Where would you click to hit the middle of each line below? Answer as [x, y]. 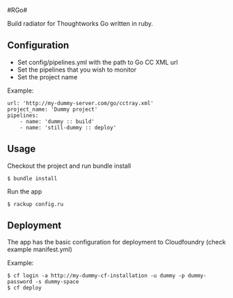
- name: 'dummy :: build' [57, 121]
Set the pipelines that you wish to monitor [77, 70]
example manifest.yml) [40, 249]
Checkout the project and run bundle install [69, 166]
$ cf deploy [24, 288]
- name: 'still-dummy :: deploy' [68, 127]
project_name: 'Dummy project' [53, 109]
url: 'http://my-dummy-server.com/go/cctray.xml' [81, 103]
